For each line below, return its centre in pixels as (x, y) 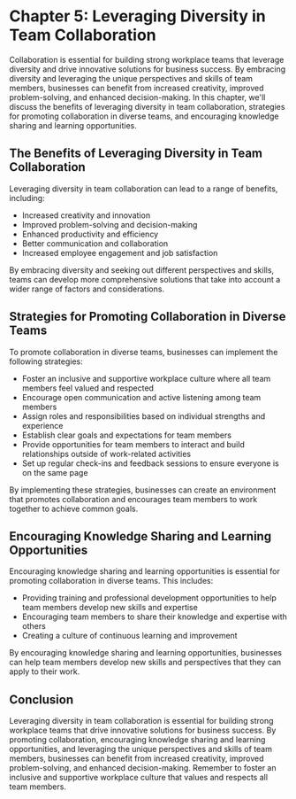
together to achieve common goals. (74, 508)
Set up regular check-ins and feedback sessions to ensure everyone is (151, 463)
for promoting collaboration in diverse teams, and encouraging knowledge (144, 116)
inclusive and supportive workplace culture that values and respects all (138, 778)
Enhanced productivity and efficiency (90, 234)
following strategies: (46, 361)
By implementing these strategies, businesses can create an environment (143, 490)
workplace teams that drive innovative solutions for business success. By (143, 730)
